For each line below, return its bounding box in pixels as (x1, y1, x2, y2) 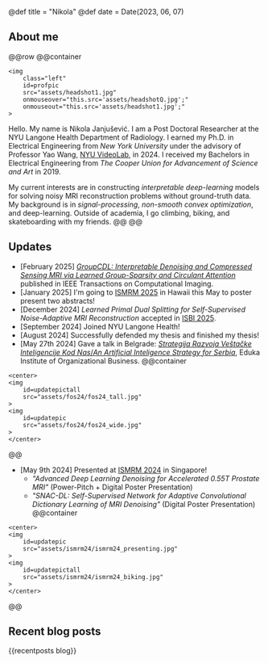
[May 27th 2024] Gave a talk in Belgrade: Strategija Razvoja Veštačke (19, 338, 252, 348)
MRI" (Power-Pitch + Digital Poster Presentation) (31, 482, 193, 492)
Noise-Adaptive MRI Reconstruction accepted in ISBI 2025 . (19, 313, 216, 322)
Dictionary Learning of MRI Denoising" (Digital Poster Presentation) (31, 499, 256, 509)
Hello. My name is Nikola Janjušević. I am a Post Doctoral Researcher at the (8, 124, 259, 133)
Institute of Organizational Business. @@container (19, 355, 188, 366)
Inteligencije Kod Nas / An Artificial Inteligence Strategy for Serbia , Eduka (19, 347, 260, 357)
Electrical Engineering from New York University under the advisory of (8, 141, 241, 150)
